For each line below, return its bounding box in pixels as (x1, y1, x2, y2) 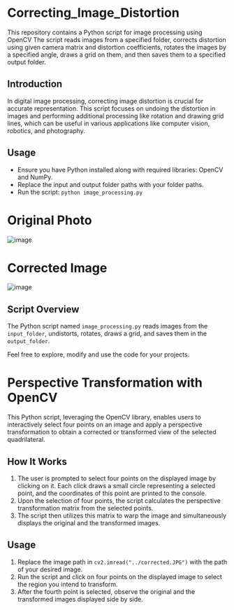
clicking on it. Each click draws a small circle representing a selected (17, 482, 215, 490)
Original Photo (7, 212, 92, 228)
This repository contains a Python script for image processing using (7, 28, 203, 36)
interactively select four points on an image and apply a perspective (7, 420, 203, 429)
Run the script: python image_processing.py (17, 188, 143, 196)
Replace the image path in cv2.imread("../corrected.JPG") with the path (17, 557, 228, 566)
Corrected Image (7, 260, 108, 276)
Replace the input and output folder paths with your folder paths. (17, 180, 204, 188)
